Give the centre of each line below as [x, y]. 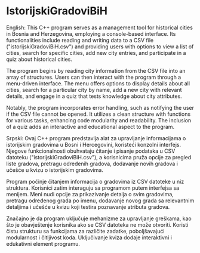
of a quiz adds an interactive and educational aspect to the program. [90, 126]
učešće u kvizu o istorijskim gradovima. [55, 170]
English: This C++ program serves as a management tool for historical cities [99, 27]
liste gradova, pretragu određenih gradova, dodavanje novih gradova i [92, 163]
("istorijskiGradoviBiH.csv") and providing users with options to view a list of [100, 47]
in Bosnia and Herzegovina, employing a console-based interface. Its [91, 33]
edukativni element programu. [43, 243]
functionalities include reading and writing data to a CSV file [80, 40]
